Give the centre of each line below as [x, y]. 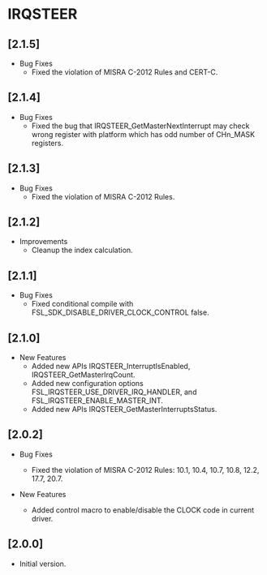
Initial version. [43, 564]
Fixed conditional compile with [82, 304]
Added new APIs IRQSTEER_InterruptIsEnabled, [111, 367]
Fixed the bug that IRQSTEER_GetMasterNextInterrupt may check [140, 126]
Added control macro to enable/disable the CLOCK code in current [143, 510]
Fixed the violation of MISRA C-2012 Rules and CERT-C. [125, 72]
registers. [47, 143]
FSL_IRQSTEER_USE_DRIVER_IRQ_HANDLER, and [114, 392]
